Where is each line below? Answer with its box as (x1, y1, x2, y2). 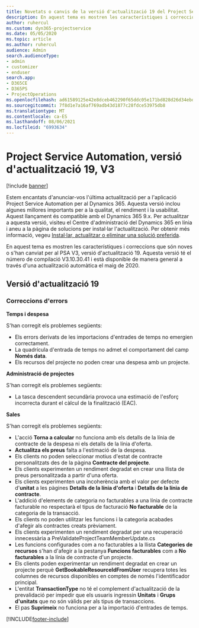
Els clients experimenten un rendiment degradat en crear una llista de (14, 465, 185, 472)
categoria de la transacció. (14, 509, 80, 517)
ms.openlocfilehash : (6, 97, 57, 103)
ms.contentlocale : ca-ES (6, 113, 68, 119)
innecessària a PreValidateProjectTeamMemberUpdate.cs (14, 534, 156, 541)
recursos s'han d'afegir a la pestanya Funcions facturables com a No (14, 547, 187, 554)
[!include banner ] (6, 182, 49, 189)
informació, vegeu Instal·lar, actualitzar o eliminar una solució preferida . (6, 231, 181, 238)
